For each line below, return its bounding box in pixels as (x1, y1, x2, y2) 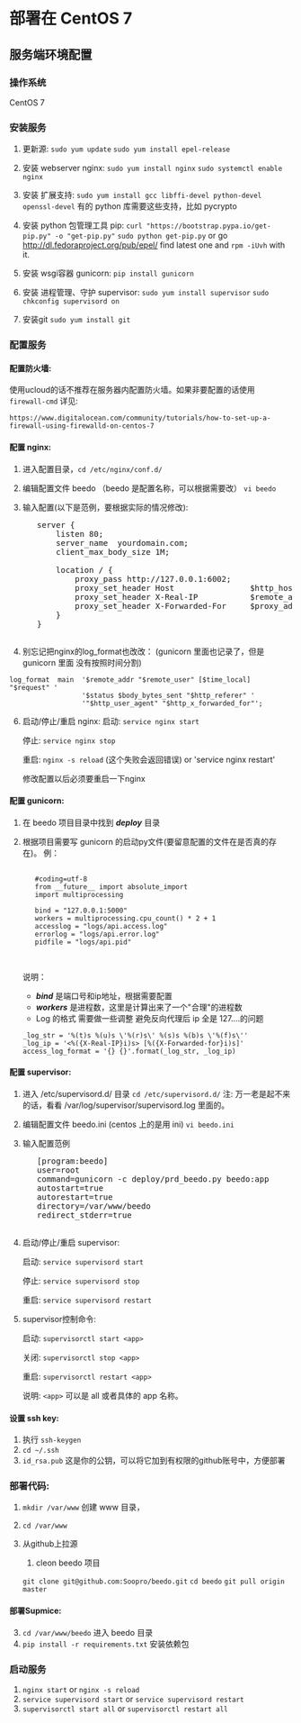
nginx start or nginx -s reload (22, 1683, 140, 1694)
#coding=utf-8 (34, 875, 88, 884)
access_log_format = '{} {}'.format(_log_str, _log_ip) (22, 1047, 236, 1056)
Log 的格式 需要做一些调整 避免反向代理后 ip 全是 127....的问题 (35, 1012, 264, 1023)
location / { (55, 565, 113, 575)
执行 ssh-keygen (22, 1434, 82, 1446)
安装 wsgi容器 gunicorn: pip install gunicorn (22, 268, 195, 279)
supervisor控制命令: (22, 1313, 97, 1324)
